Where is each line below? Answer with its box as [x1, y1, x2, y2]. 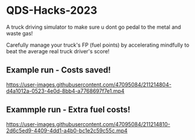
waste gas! [6, 29, 33, 36]
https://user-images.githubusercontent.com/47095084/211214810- [6, 120, 171, 127]
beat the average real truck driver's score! [6, 47, 110, 54]
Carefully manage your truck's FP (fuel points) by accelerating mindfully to [6, 41, 190, 48]
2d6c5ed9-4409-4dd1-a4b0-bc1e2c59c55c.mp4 [6, 127, 128, 134]
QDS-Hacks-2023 [6, 4, 97, 17]
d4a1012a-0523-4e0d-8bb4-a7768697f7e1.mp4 [6, 87, 125, 95]
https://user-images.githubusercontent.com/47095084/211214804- [6, 81, 172, 88]
